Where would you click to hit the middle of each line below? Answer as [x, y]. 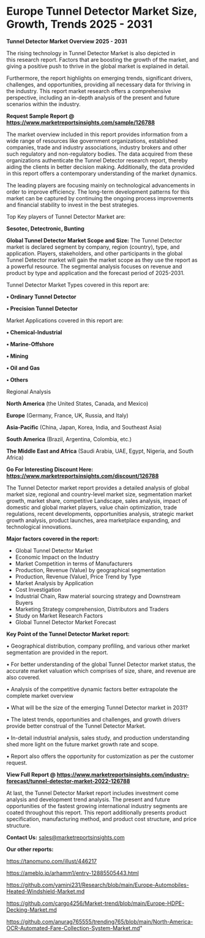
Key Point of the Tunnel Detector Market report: [68, 634]
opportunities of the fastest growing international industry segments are [97, 806]
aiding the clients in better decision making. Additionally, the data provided [100, 167]
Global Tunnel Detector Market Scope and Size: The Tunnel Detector [94, 240]
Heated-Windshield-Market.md [46, 891]
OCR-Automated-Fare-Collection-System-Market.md [73, 928]
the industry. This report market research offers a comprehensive [89, 91]
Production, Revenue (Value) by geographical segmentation [91, 570]
